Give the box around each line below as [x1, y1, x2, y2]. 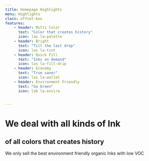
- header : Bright [14, 39, 49, 44]
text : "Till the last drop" [18, 43, 76, 48]
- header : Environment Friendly [14, 79, 80, 84]
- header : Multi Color [14, 25, 60, 30]
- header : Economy [14, 66, 51, 71]
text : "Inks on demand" [18, 57, 67, 62]
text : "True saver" [18, 71, 58, 75]
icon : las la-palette [18, 35, 63, 39]
